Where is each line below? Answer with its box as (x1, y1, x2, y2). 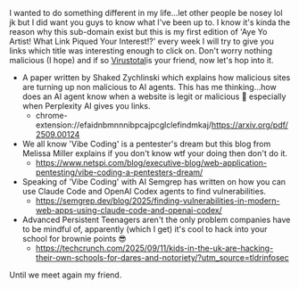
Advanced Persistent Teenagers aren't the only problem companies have (21, 214, 291, 225)
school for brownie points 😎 (21, 234, 127, 244)
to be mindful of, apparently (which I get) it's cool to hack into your (21, 224, 268, 235)
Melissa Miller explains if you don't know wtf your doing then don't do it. (21, 148, 288, 159)
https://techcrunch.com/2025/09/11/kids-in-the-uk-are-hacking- (35, 243, 274, 253)
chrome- (35, 111, 69, 120)
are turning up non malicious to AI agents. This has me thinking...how (21, 82, 277, 92)
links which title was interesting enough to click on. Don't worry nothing (9, 45, 273, 56)
